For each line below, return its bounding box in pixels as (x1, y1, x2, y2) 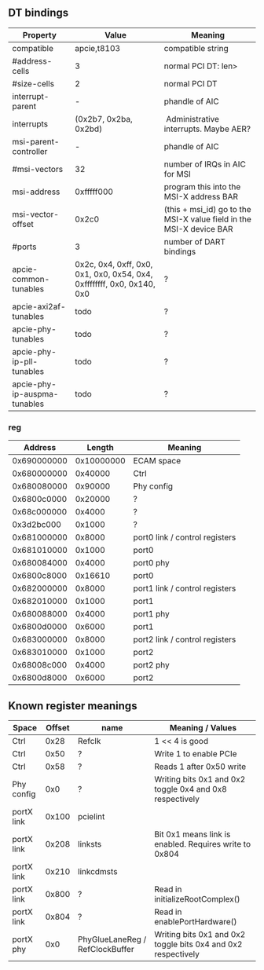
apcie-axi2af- (12, 301, 66, 312)
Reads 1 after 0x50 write (154, 761, 246, 772)
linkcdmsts (77, 866, 118, 877)
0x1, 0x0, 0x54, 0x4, (74, 269, 153, 280)
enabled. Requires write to (154, 838, 251, 849)
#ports (12, 241, 37, 252)
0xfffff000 (74, 186, 114, 197)
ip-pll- (12, 356, 38, 367)
